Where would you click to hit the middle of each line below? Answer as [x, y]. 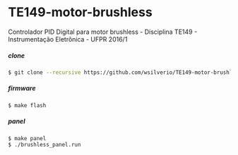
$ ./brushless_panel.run [44, 145]
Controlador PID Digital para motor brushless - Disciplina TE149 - [103, 32]
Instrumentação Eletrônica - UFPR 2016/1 [68, 39]
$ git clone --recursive [44, 72]
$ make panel [27, 138]
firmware [22, 88]
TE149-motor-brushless [80, 12]
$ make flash [27, 105]
